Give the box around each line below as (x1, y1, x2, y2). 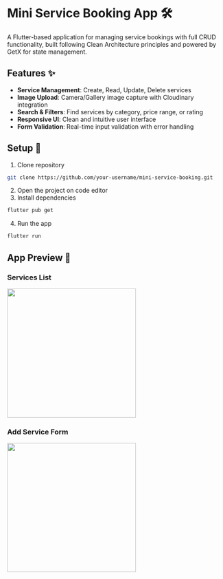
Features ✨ (7, 67, 56, 79)
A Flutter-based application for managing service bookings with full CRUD (7, 32, 216, 41)
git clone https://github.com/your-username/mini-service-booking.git (7, 173, 213, 181)
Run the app (16, 220, 52, 228)
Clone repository (16, 160, 65, 169)
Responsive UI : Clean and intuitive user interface (16, 115, 156, 123)
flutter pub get (7, 207, 54, 214)
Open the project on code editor (16, 187, 108, 195)
